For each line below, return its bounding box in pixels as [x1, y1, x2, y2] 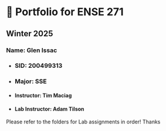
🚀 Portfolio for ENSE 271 [6, 5, 124, 19]
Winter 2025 [6, 29, 53, 39]
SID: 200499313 [14, 61, 63, 70]
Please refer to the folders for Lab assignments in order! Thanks [6, 118, 161, 125]
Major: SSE [14, 77, 47, 85]
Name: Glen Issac [6, 46, 57, 54]
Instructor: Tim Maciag [14, 92, 72, 99]
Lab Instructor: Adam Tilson [14, 105, 84, 112]
